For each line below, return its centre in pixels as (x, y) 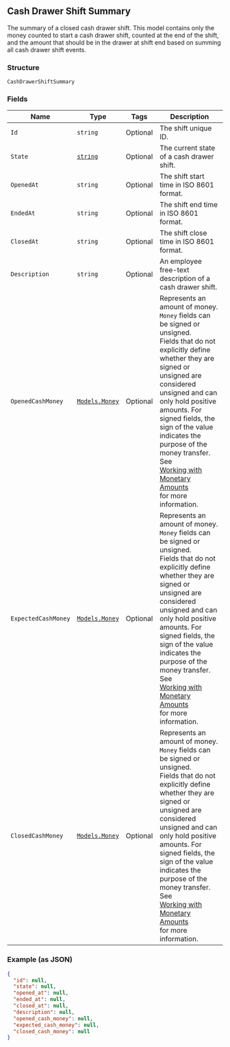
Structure (23, 67)
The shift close (183, 233)
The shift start (182, 177)
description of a (185, 279)
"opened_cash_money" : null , (53, 1018)
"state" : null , (35, 987)
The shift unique (186, 128)
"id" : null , (30, 980)
